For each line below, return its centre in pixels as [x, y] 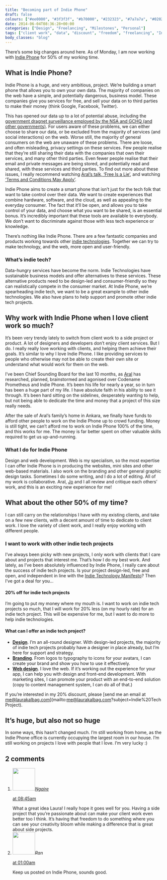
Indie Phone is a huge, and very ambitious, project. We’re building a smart [81, 85]
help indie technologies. [30, 619]
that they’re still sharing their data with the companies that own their [75, 153]
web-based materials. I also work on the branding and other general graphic [83, 471]
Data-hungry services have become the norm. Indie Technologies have [78, 270]
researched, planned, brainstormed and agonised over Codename [73, 379]
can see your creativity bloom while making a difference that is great [83, 824]
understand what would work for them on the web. [57, 364]
